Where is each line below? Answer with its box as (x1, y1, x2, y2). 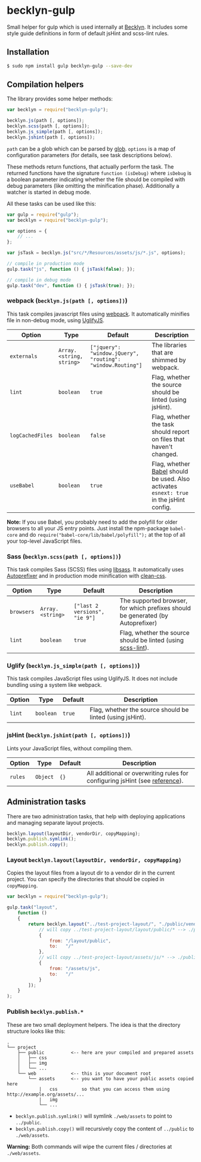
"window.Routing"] (89, 362, 143, 368)
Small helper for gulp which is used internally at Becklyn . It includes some (7, 23, 188, 30)
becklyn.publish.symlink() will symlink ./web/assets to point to (15, 1112, 172, 1120)
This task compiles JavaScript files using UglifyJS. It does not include (7, 675, 178, 682)
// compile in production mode (7, 261, 85, 267)
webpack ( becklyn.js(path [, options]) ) (7, 296, 128, 305)
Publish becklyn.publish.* (7, 1008, 84, 1016)
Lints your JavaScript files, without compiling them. (7, 745, 133, 752)
